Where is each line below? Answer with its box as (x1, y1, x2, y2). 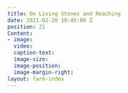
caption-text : (13, 50, 55, 57)
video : (13, 43, 33, 50)
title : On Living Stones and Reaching (7, 10, 121, 17)
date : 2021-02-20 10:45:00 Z (7, 17, 93, 24)
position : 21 (7, 23, 46, 30)
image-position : (13, 62, 61, 69)
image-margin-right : (13, 69, 74, 76)
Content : (7, 29, 33, 37)
